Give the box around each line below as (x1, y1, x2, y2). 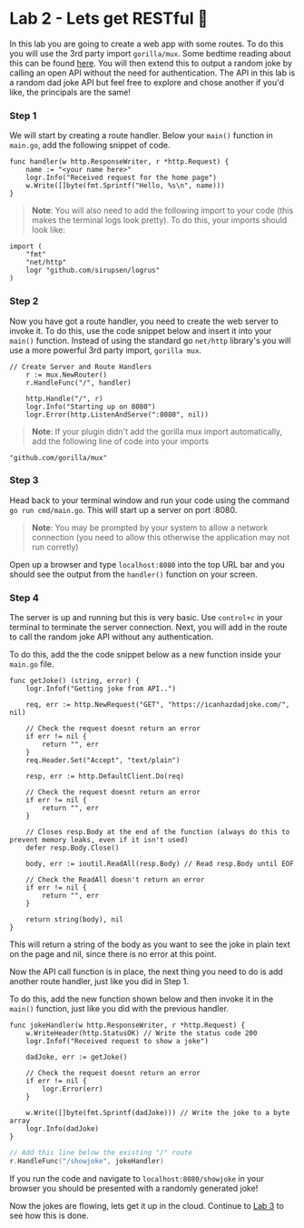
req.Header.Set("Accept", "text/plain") (25, 756, 181, 765)
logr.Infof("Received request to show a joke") (25, 1037, 209, 1046)
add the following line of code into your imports (31, 436, 210, 447)
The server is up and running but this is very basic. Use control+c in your (9, 612, 283, 623)
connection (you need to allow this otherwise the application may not (31, 531, 290, 542)
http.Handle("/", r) (25, 394, 103, 403)
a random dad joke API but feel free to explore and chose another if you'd (9, 76, 284, 87)
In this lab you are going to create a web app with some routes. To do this (9, 38, 284, 49)
